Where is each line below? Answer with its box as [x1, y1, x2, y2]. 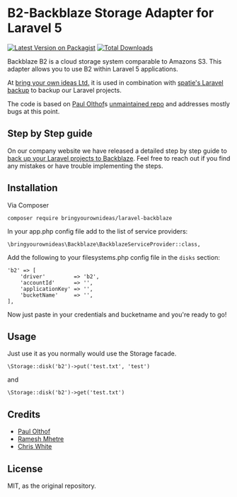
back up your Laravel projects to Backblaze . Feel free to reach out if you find [7, 154, 231, 162]
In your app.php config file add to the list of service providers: [7, 227, 188, 235]
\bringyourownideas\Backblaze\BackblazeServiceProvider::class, [7, 241, 201, 248]
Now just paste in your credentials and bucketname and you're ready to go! [7, 310, 227, 319]
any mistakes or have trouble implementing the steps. [7, 161, 163, 170]
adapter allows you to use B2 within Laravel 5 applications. [7, 64, 178, 73]
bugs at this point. [7, 107, 60, 115]
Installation [7, 182, 58, 194]
